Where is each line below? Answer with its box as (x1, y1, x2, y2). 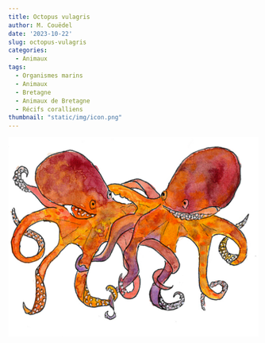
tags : (8, 64, 26, 72)
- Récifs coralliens (15, 105, 83, 113)
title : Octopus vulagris (8, 13, 90, 21)
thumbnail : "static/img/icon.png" (8, 114, 123, 122)
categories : (8, 46, 48, 55)
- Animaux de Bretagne (15, 96, 90, 105)
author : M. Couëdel (8, 21, 73, 29)
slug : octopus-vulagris (8, 38, 87, 46)
